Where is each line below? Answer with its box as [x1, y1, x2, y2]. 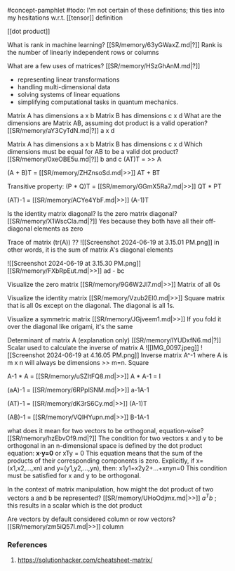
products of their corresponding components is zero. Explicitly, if [7, 456, 195, 465]
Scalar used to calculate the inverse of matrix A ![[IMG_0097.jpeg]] [7, 344, 200, 352]
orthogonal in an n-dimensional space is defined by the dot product [7, 442, 203, 449]
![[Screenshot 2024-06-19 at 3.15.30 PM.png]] [7, 259, 142, 267]
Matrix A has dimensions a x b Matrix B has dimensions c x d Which [7, 140, 203, 148]
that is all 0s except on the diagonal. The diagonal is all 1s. [7, 302, 175, 309]
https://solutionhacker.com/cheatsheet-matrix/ [17, 556, 153, 564]
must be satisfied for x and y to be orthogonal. [7, 471, 142, 480]
